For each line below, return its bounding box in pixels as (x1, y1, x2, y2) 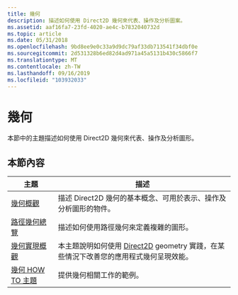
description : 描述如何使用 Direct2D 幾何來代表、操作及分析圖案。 (7, 17, 186, 24)
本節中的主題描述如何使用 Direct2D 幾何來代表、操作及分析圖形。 (7, 134, 198, 143)
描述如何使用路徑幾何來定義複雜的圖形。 (57, 223, 193, 233)
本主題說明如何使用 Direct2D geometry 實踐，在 (57, 241, 218, 251)
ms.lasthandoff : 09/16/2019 (7, 69, 91, 77)
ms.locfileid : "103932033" (7, 76, 87, 84)
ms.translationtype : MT (7, 57, 78, 64)
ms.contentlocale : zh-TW (7, 63, 81, 70)
